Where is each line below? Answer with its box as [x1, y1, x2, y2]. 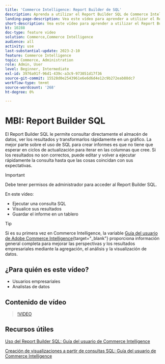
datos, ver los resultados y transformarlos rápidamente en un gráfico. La [5, 136, 152, 143]
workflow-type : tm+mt [5, 80, 50, 85]
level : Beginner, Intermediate [5, 67, 69, 72]
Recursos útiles [5, 325, 54, 334]
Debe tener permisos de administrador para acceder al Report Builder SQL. [5, 182, 157, 187]
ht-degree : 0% [5, 90, 34, 94]
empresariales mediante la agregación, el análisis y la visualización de [5, 246, 147, 252]
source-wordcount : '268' [5, 85, 56, 90]
